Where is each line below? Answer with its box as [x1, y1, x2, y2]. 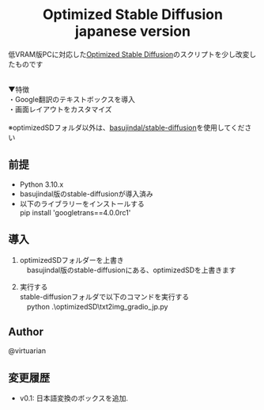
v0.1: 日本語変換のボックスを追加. [19, 393, 129, 403]
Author [8, 325, 43, 338]
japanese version [74, 22, 191, 40]
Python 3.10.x [19, 180, 64, 189]
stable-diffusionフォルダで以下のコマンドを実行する [19, 291, 190, 302]
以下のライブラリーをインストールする [19, 199, 145, 208]
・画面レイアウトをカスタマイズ [8, 104, 112, 114]
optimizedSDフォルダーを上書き [19, 255, 124, 264]
